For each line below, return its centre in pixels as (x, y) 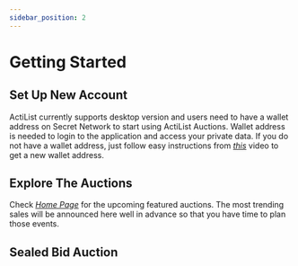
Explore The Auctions (71, 184)
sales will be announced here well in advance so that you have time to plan (148, 214)
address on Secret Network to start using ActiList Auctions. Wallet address (147, 126)
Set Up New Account (69, 95)
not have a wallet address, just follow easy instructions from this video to (144, 146)
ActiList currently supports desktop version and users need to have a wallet (149, 117)
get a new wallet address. (57, 155)
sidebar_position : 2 (48, 18)
